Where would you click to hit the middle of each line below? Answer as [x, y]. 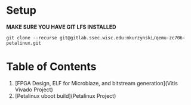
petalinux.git [24, 43]
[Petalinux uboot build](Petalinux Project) [65, 95]
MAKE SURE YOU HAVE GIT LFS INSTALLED [61, 27]
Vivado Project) [34, 89]
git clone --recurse [32, 38]
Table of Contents [51, 67]
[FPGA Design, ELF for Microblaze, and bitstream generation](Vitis [96, 83]
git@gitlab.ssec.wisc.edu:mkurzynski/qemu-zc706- [122, 38]
